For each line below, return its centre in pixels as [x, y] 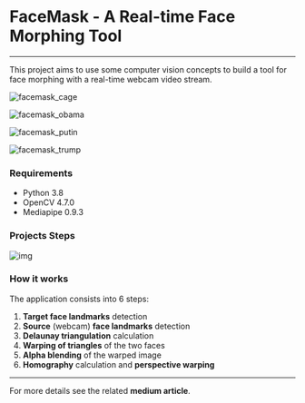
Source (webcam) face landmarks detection [106, 326]
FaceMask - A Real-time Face [123, 17]
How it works [39, 279]
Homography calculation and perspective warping [118, 364]
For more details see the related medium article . [100, 390]
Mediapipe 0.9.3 [53, 212]
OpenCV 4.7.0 [49, 202]
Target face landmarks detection [85, 316]
